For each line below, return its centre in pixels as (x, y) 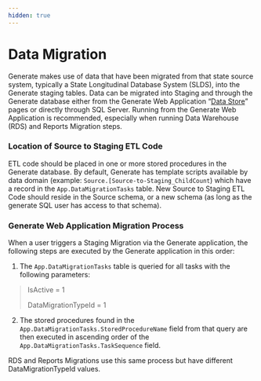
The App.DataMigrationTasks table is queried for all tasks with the (125, 266)
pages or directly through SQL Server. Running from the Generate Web (122, 109)
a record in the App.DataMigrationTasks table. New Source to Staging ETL (127, 189)
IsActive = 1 (46, 290)
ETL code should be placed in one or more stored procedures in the (118, 163)
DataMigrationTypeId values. (54, 369)
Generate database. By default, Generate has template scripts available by (128, 172)
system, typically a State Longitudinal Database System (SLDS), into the (124, 84)
